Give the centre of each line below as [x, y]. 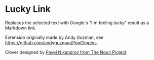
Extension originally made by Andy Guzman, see [54, 37]
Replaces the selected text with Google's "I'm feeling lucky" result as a [77, 23]
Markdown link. [21, 28]
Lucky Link [28, 9]
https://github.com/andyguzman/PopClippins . [52, 42]
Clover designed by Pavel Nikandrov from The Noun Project [66, 52]
